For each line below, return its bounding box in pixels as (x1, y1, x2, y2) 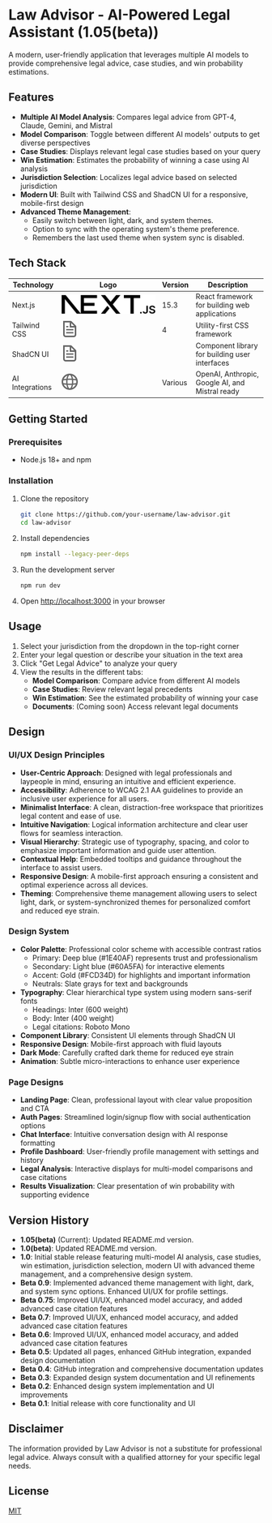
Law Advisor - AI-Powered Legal (8, 6, 231, 24)
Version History (8, 1213, 89, 1227)
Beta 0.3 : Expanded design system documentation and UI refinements (19, 1372, 255, 1382)
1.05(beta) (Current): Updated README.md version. (19, 1234, 194, 1244)
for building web (195, 300, 250, 310)
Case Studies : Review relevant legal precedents (32, 684, 193, 694)
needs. (8, 1461, 32, 1470)
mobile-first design (19, 198, 84, 208)
